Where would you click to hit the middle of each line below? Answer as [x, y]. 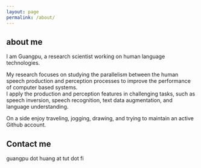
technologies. [23, 63]
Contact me [29, 144]
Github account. [26, 125]
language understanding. [37, 107]
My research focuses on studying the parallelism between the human [92, 75]
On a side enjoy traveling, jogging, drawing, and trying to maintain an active [100, 118]
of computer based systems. [42, 88]
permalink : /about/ [31, 18]
